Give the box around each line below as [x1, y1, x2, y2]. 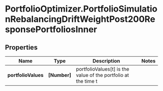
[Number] [48, 72, 71, 78]
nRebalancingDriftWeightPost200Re [5, 14, 155, 25]
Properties [5, 43, 38, 51]
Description [92, 58, 120, 64]
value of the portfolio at [76, 72, 130, 78]
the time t [76, 78, 98, 84]
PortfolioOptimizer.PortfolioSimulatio [5, 3, 158, 15]
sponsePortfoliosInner [5, 24, 98, 35]
